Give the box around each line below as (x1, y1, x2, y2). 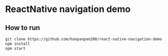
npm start (5, 46, 26, 51)
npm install (5, 41, 30, 46)
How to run (5, 23, 40, 32)
